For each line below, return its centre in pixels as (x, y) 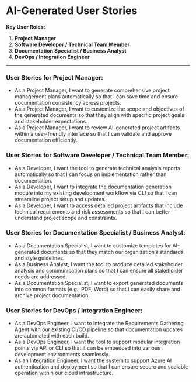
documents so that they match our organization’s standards (112, 252)
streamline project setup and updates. (60, 199)
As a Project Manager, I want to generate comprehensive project (92, 90)
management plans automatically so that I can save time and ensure (96, 97)
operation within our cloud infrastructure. (64, 373)
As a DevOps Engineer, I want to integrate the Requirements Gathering (99, 324)
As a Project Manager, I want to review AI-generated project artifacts (97, 128)
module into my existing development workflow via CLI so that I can (96, 193)
